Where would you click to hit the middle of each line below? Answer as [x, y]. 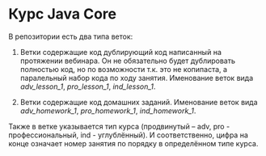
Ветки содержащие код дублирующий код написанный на [121, 52]
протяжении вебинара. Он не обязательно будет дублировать [128, 61]
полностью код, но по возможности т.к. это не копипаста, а [124, 69]
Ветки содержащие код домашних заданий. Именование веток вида [139, 102]
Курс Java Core [63, 14]
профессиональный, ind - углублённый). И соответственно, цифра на [128, 135]
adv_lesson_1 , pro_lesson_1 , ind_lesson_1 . [88, 86]
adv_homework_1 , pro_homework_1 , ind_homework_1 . [108, 111]
